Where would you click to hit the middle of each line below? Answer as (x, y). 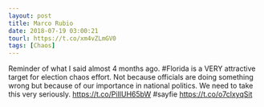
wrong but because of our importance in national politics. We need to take (131, 86)
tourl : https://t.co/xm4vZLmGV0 (62, 38)
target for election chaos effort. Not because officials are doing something (131, 77)
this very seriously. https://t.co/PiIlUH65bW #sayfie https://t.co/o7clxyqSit (130, 94)
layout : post (30, 16)
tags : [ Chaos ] (32, 46)
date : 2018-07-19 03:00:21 (53, 31)
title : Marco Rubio (41, 23)
